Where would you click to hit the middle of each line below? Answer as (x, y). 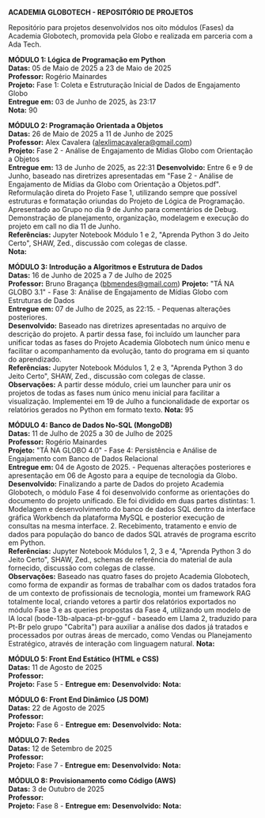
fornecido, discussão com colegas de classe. (82, 568)
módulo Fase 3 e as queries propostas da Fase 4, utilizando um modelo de (130, 610)
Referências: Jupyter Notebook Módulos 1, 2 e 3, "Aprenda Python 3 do (126, 367)
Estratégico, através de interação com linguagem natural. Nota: (112, 644)
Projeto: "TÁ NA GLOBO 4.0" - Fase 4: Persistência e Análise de (113, 450)
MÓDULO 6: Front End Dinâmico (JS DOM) (78, 699)
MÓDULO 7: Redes (39, 740)
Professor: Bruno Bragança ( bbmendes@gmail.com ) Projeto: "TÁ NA (121, 284)
